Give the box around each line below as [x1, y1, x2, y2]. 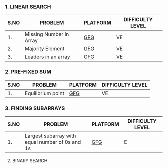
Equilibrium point [24, 90, 65, 97]
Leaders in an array [24, 53, 71, 60]
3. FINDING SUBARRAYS [5, 105, 65, 112]
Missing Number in [24, 31, 69, 38]
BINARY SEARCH [12, 157, 48, 163]
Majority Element [24, 45, 65, 52]
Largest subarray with [24, 132, 76, 139]
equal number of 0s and [24, 138, 81, 145]
